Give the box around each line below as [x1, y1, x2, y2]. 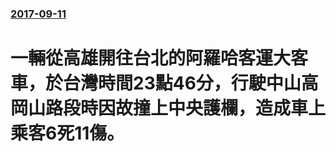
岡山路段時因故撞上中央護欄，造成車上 [10, 97, 327, 120]
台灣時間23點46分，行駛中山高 [63, 72, 319, 95]
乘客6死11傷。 [10, 122, 125, 145]
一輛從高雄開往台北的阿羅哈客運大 [10, 47, 292, 70]
